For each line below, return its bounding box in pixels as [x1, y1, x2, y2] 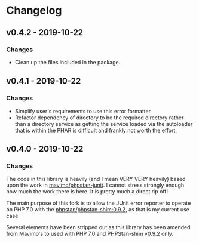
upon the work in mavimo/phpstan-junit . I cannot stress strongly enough [6, 182, 185, 189]
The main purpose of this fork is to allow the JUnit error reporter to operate [6, 199, 191, 207]
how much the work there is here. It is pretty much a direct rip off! [6, 188, 169, 195]
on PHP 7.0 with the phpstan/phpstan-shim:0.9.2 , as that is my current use [6, 206, 189, 213]
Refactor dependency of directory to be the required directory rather [14, 114, 184, 121]
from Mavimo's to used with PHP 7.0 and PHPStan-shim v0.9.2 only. [6, 230, 173, 238]
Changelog [6, 4, 62, 17]
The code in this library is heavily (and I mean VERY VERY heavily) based [6, 176, 186, 183]
